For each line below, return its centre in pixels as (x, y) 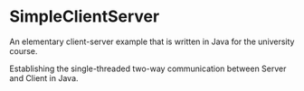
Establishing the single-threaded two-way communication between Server (148, 68)
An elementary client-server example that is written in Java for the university (152, 41)
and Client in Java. (44, 77)
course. (24, 50)
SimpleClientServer (85, 17)
